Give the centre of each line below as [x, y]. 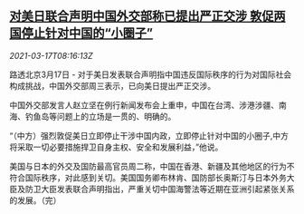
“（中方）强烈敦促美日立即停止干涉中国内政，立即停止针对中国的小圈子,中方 [149, 135]
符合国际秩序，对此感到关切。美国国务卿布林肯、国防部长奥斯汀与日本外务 [148, 177]
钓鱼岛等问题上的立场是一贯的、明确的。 [100, 116]
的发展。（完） [35, 200]
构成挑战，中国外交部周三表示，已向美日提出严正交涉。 [112, 85]
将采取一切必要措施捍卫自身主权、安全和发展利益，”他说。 [116, 147]
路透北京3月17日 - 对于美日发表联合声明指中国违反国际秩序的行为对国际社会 [151, 74]
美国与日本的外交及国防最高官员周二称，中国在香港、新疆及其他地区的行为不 [152, 166]
